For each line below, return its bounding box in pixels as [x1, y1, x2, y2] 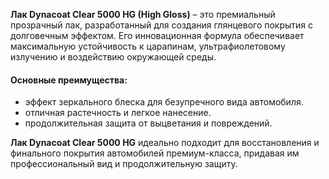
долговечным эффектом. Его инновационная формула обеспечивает [10, 30, 305, 41]
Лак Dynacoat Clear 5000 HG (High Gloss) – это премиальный [10, 9, 276, 20]
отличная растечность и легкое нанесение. [24, 107, 212, 119]
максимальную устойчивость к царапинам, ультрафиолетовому [10, 40, 286, 52]
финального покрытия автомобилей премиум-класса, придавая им [10, 147, 300, 159]
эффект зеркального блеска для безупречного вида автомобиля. [24, 96, 304, 108]
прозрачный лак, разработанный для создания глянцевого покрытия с [10, 19, 314, 31]
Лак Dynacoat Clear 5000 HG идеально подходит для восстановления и [10, 137, 320, 149]
